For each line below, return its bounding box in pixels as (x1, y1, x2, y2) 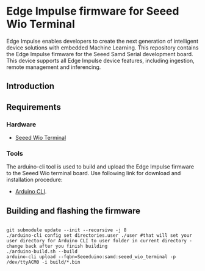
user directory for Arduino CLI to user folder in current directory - (6, 238, 192, 244)
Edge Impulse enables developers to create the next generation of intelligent (6, 37, 198, 45)
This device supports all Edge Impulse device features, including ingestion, (6, 57, 195, 64)
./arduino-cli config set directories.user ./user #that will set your (6, 233, 192, 239)
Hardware (6, 120, 37, 129)
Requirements (6, 102, 61, 112)
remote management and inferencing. (6, 63, 101, 71)
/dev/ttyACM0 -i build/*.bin (6, 259, 81, 266)
